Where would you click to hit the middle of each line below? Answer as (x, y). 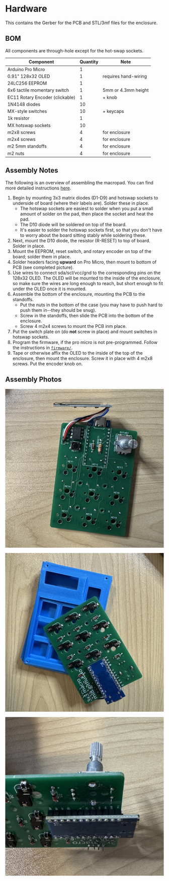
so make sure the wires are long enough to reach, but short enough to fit (88, 283)
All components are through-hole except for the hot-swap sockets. (74, 50)
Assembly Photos (33, 380)
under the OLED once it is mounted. (50, 289)
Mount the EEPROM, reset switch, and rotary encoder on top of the (82, 251)
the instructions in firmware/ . (43, 348)
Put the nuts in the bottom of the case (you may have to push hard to (91, 305)
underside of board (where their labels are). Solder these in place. (81, 203)
